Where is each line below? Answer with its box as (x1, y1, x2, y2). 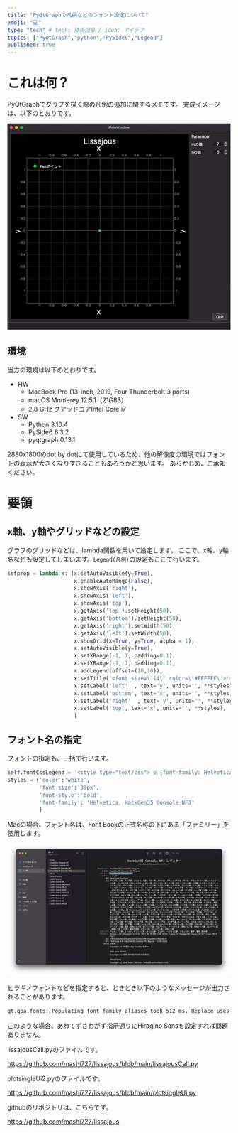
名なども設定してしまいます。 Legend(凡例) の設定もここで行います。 (7, 554, 203, 563)
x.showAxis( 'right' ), (74, 585, 138, 592)
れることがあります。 (7, 992, 69, 1002)
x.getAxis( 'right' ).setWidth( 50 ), (74, 622, 176, 629)
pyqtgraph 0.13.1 (28, 435, 76, 444)
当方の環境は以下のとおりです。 (7, 365, 101, 374)
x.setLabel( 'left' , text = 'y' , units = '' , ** (74, 682, 211, 689)
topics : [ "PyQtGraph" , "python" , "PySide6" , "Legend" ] (7, 34, 163, 41)
